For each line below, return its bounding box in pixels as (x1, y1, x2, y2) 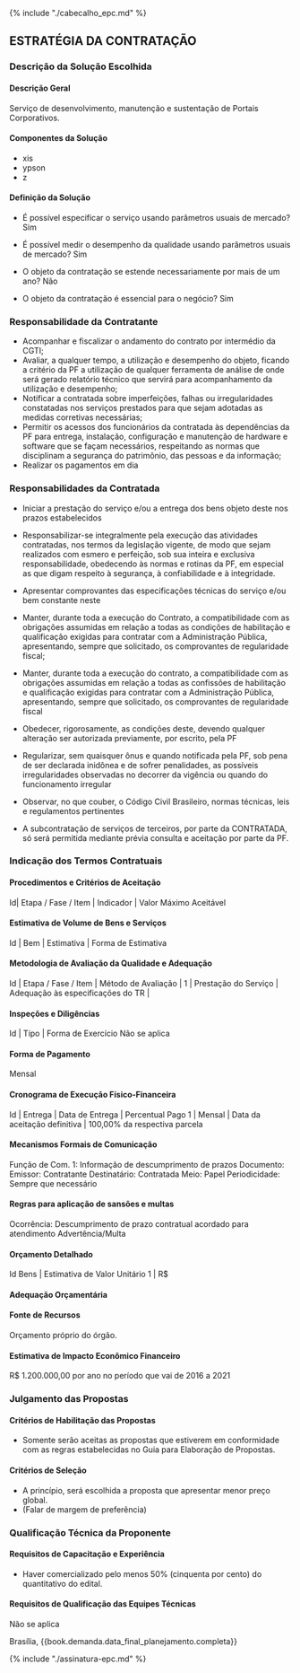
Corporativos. (9, 112, 60, 123)
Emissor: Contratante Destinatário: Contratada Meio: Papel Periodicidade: (9, 1169, 280, 1179)
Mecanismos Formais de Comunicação (9, 1139, 158, 1150)
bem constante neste (21, 594, 101, 605)
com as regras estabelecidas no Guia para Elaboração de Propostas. (21, 1444, 276, 1455)
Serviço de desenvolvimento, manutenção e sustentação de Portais (9, 102, 259, 113)
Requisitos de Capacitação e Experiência (9, 1548, 166, 1560)
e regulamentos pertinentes (21, 805, 124, 816)
